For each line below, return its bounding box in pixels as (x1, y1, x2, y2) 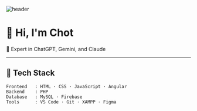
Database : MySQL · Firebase (6, 94, 83, 100)
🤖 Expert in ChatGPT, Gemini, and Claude (6, 45, 106, 52)
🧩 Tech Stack (6, 68, 55, 78)
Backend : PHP (6, 89, 49, 95)
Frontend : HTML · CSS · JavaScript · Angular (6, 83, 127, 89)
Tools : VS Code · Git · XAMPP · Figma (6, 99, 117, 105)
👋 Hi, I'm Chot (6, 26, 74, 39)
